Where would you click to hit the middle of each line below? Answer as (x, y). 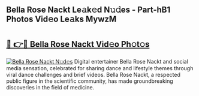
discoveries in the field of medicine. (50, 87)
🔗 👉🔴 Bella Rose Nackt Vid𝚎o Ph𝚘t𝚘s (78, 44)
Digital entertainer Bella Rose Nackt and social (131, 61)
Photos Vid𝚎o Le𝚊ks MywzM (61, 19)
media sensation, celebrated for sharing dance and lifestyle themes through (100, 68)
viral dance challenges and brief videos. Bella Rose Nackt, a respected (94, 75)
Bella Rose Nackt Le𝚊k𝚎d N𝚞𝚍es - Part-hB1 (88, 10)
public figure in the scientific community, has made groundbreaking (90, 81)
